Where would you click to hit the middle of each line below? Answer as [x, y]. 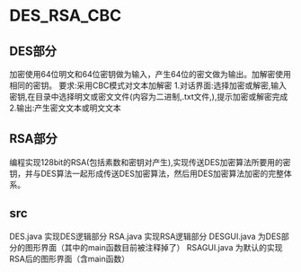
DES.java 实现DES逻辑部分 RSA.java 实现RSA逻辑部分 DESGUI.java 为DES [145, 236]
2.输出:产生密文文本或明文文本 [65, 108]
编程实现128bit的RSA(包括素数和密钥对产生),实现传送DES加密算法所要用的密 [150, 162]
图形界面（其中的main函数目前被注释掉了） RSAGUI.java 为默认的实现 [154, 247]
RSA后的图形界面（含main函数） [70, 259]
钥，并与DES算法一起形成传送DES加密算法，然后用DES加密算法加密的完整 [147, 173]
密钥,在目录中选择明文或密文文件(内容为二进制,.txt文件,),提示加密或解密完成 [149, 97]
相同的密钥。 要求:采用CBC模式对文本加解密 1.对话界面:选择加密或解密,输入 [148, 85]
